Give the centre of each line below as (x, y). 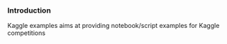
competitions (27, 33)
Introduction (29, 10)
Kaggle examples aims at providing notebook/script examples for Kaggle (113, 26)
